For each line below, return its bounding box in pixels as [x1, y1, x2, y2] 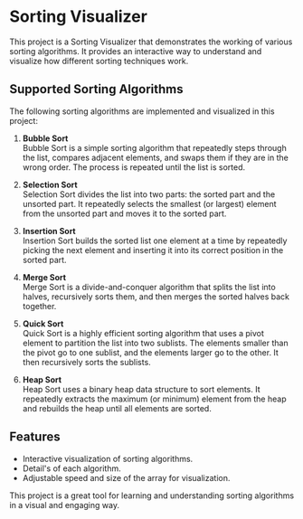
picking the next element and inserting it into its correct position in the [22, 244, 284, 255]
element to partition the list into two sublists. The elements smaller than [22, 337, 289, 348]
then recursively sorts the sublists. [22, 356, 151, 367]
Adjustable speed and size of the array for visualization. [22, 472, 231, 483]
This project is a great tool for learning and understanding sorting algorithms [9, 490, 295, 501]
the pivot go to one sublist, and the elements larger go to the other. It [22, 346, 279, 358]
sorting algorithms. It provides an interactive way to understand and [9, 45, 262, 56]
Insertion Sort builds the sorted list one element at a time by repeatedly [22, 235, 288, 246]
